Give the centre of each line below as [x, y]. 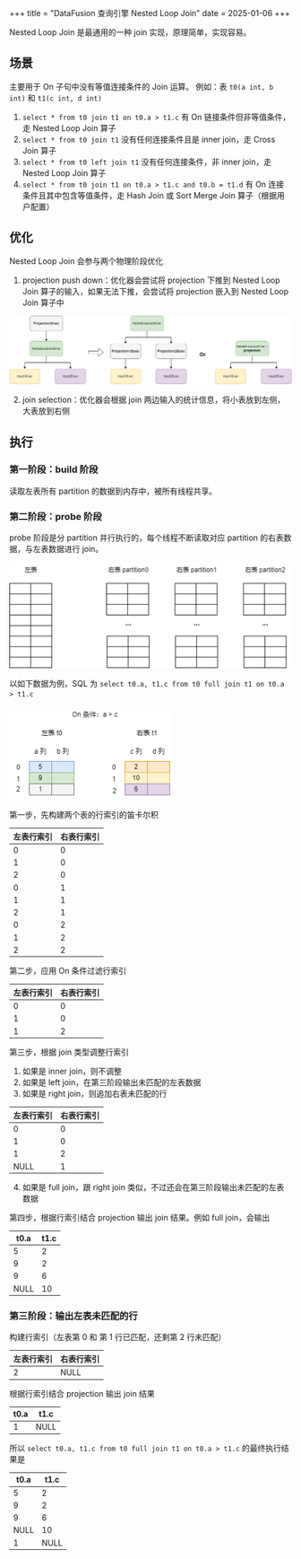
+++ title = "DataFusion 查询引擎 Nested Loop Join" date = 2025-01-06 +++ [150, 13]
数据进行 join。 [76, 549]
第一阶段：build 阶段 [54, 469]
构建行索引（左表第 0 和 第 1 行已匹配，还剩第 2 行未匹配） [118, 1337]
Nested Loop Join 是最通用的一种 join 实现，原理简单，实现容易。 [130, 32]
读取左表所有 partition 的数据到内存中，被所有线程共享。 [113, 491]
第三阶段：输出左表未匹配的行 [74, 1316]
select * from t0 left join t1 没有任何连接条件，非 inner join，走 [147, 162]
